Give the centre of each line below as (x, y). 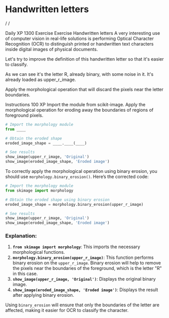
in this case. (25, 274)
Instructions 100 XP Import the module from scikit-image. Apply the (75, 104)
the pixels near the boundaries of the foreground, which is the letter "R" (87, 268)
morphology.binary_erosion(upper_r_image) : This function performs (83, 258)
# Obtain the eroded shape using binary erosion (57, 200)
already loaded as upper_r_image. (41, 79)
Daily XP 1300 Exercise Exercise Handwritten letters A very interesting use (83, 33)
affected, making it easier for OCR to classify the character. (67, 310)
